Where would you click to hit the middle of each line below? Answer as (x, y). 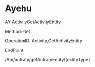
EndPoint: (15, 50)
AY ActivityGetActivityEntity (33, 22)
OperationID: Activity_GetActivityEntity (44, 41)
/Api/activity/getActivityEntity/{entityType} (48, 59)
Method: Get (18, 31)
